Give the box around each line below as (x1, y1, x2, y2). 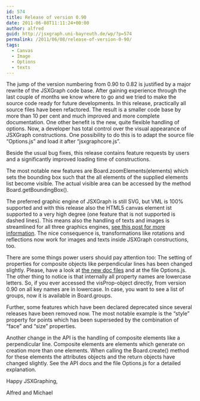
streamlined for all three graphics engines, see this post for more (6, 224, 166, 231)
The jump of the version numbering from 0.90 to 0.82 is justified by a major (6, 81, 191, 88)
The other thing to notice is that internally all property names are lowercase (6, 273, 191, 280)
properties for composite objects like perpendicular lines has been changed (6, 261, 193, 268)
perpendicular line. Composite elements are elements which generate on (6, 341, 185, 348)
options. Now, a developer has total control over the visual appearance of (6, 125, 187, 132)
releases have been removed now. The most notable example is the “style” (6, 310, 190, 317)
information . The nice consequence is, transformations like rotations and (6, 229, 185, 237)
